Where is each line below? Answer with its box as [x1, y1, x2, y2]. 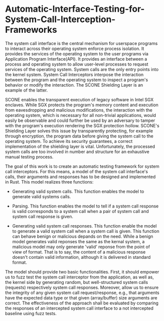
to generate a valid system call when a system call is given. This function [12, 228, 160, 234]
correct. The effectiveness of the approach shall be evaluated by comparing [5, 300, 159, 306]
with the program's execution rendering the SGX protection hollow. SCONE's [5, 122, 160, 128]
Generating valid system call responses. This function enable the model [12, 223, 157, 229]
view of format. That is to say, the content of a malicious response [12, 249, 146, 255]
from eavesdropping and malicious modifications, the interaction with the [5, 107, 153, 113]
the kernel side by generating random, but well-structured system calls [5, 279, 148, 285]
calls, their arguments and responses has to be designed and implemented [5, 174, 156, 180]
